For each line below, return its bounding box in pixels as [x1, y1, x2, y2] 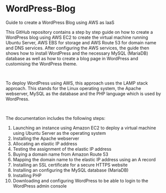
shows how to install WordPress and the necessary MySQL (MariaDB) [5, 50, 149, 56]
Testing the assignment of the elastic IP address [12, 146, 111, 152]
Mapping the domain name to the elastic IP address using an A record [12, 156, 156, 162]
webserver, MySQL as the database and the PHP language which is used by [5, 91, 161, 96]
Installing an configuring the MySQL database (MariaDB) [12, 167, 129, 173]
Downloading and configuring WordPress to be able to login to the [12, 178, 149, 184]
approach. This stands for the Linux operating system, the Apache [5, 85, 141, 91]
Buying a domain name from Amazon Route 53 [12, 151, 108, 157]
